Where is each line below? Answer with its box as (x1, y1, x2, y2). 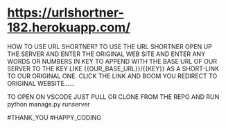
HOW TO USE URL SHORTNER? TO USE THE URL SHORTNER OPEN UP (7, 42, 213, 51)
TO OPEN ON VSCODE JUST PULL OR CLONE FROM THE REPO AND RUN (7, 92, 220, 101)
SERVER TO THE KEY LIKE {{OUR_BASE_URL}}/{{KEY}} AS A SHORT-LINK (7, 64, 220, 73)
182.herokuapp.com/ (7, 19, 130, 35)
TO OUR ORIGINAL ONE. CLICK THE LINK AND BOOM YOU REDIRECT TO (7, 71, 218, 80)
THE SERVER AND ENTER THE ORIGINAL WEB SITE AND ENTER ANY (7, 50, 206, 58)
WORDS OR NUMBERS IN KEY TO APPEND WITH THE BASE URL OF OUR (7, 57, 217, 65)
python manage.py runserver (7, 100, 90, 108)
